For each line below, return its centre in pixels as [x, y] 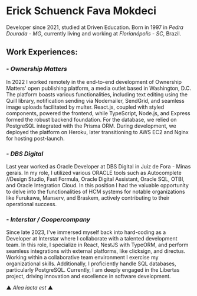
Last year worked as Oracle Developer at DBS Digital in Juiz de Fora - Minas [98, 166]
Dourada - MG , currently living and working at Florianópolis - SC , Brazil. [94, 33]
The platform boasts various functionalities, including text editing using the [97, 94]
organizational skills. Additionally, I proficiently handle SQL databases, [91, 264]
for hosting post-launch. [35, 138]
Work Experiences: [42, 52]
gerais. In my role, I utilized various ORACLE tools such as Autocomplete [94, 173]
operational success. [32, 204]
